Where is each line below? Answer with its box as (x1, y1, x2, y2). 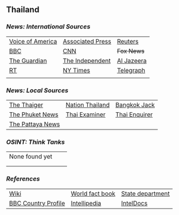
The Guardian (9, 56, 47, 65)
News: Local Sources (6, 86, 69, 94)
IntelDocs (121, 199, 148, 207)
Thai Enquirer (115, 110, 153, 118)
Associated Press (63, 37, 111, 45)
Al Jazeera (117, 56, 147, 65)
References (6, 175, 40, 183)
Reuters (117, 37, 139, 45)
